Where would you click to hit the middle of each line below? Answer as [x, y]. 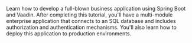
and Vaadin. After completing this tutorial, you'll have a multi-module [90, 15]
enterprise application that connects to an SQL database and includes [91, 21]
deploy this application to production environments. [69, 34]
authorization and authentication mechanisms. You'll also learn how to [92, 27]
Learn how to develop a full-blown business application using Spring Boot [96, 9]
